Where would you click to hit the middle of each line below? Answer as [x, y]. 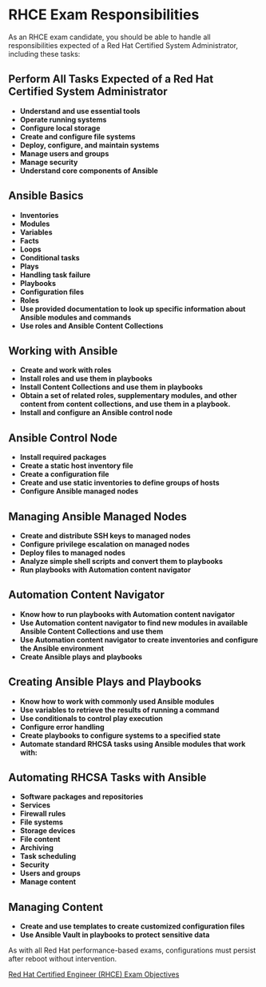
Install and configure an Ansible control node [96, 413]
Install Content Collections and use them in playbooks [111, 387]
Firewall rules [43, 814]
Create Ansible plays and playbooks [81, 657]
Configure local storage [60, 128]
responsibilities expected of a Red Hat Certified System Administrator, [123, 45]
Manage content [48, 882]
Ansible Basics [46, 196]
